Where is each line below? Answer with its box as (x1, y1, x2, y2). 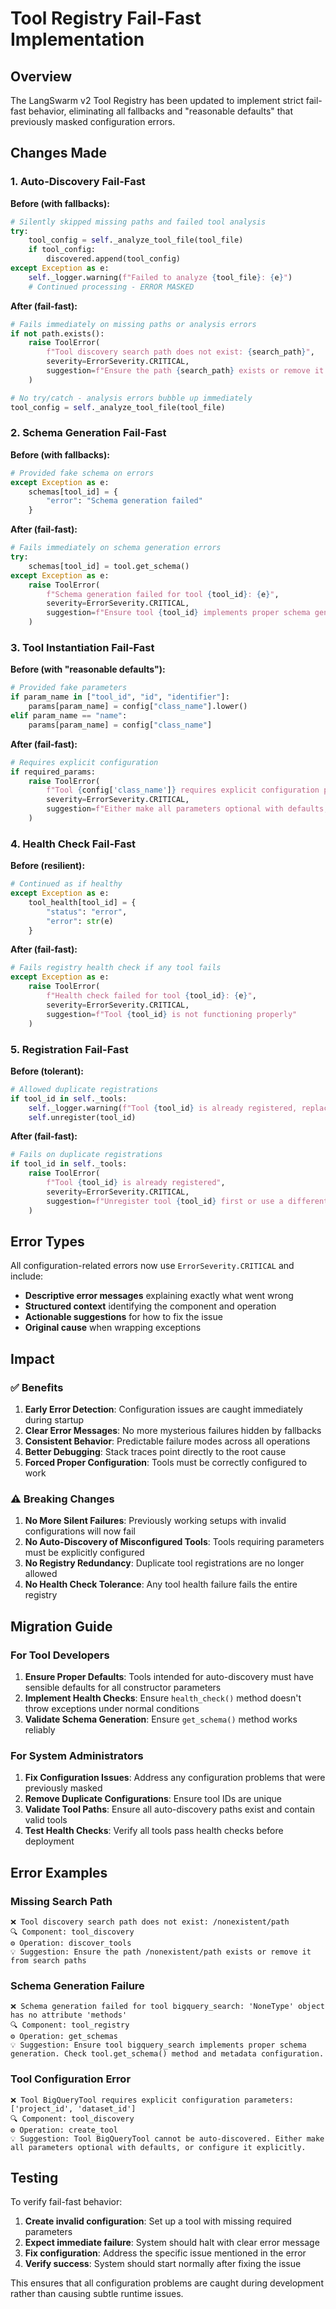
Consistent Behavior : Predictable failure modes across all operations (24, 1435, 311, 1447)
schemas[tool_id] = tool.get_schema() (28, 561, 190, 571)
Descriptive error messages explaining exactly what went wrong (24, 1290, 294, 1302)
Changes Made (10, 145, 107, 162)
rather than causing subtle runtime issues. (10, 2288, 184, 2300)
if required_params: (10, 767, 97, 777)
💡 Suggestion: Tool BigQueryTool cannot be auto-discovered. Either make (10, 2133, 325, 2144)
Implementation (10, 28, 145, 51)
